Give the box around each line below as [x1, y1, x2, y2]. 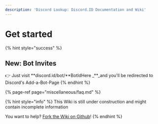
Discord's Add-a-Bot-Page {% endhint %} [5, 80, 91, 85]
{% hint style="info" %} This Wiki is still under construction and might [5, 99, 147, 105]
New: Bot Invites [5, 59, 57, 67]
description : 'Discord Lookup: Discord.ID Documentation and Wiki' [5, 7, 147, 12]
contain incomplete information [5, 104, 68, 110]
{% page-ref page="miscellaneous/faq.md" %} [5, 89, 101, 95]
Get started [5, 28, 53, 40]
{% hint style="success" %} [5, 45, 63, 51]
